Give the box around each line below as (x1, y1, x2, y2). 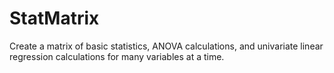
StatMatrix (9, 7, 100, 30)
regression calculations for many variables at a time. (9, 50, 225, 62)
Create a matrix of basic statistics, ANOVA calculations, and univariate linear (9, 40, 324, 52)
